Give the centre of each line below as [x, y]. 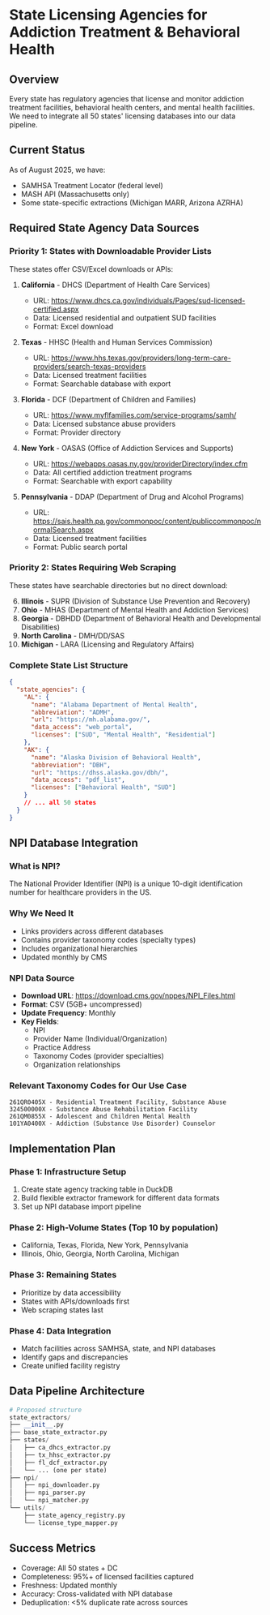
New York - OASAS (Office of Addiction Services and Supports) [127, 448]
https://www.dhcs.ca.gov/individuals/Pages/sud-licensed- [148, 300]
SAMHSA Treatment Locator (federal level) [92, 185]
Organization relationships [76, 1065]
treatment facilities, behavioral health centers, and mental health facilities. [132, 107]
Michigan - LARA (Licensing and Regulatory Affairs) [108, 644]
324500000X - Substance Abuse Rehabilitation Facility [103, 1110]
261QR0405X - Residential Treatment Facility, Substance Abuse [118, 1102]
